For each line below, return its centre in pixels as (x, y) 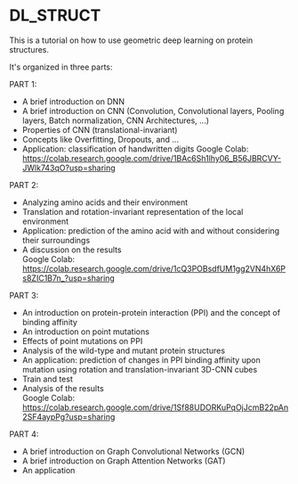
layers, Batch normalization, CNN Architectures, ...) (116, 120)
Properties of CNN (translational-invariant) (100, 129)
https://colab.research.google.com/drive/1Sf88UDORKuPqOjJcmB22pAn (155, 407)
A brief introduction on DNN (73, 101)
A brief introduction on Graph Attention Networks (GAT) (124, 461)
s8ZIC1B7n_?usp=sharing (68, 278)
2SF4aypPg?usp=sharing (68, 416)
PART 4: (24, 434)
